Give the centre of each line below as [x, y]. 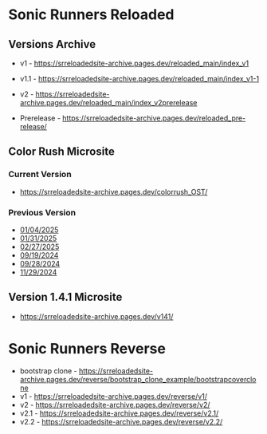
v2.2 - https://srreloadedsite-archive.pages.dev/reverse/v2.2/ [121, 421]
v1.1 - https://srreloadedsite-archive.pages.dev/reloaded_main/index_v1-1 [139, 79]
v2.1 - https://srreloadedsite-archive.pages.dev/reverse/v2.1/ [119, 413]
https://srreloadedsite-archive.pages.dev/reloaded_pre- [154, 118]
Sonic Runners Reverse [87, 348]
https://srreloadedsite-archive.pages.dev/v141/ [96, 316]
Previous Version [42, 212]
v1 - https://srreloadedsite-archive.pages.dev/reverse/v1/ [114, 396]
